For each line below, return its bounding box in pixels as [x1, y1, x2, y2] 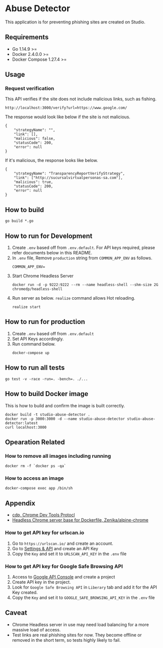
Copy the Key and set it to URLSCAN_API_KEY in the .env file [12, 551, 127, 557]
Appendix [5, 499, 36, 507]
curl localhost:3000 [5, 425, 47, 430]
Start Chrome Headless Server [12, 273, 74, 279]
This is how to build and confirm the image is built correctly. [5, 402, 125, 409]
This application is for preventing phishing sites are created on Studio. [5, 19, 145, 25]
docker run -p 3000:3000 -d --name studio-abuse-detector [5, 416, 125, 421]
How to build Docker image [5, 390, 89, 398]
